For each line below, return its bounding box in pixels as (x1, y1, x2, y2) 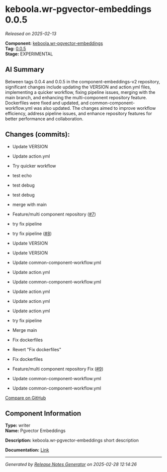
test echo (12, 172, 32, 178)
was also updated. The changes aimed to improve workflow (33, 105, 156, 111)
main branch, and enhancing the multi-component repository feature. (5, 94, 148, 100)
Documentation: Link (5, 447, 49, 453)
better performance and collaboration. (5, 116, 83, 122)
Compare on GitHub (5, 395, 46, 401)
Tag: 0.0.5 (5, 45, 26, 51)
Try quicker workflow (12, 163, 56, 169)
